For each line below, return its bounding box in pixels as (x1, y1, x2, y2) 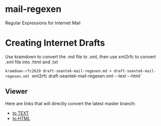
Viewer (5, 87, 28, 96)
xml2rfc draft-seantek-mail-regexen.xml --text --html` (31, 73, 142, 79)
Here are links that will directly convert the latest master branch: (5, 100, 136, 106)
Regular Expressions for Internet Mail (5, 20, 81, 26)
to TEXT (12, 110, 29, 116)
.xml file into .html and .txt (5, 59, 58, 65)
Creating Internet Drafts (5, 37, 106, 49)
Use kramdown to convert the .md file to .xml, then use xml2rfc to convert (5, 54, 156, 60)
